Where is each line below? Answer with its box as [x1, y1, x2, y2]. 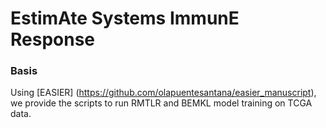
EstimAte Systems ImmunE [10, 7, 240, 30]
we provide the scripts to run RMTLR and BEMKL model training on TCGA [10, 97, 313, 109]
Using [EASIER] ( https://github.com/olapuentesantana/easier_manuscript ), [10, 87, 317, 99]
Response [10, 28, 96, 51]
